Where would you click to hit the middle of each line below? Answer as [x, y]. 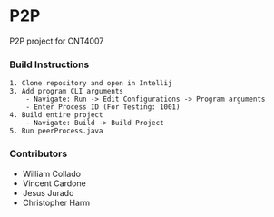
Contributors [39, 153]
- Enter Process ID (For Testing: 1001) [103, 107]
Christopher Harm [56, 202]
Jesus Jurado [48, 192]
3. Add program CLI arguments [67, 92]
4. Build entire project [56, 115]
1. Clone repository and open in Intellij [91, 84]
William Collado [52, 173]
